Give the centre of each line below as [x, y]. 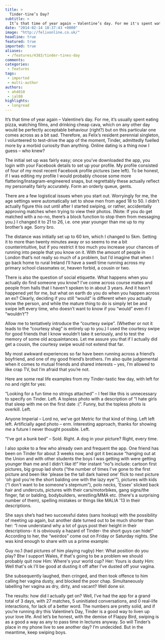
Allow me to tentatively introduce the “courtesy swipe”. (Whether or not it [79, 323]
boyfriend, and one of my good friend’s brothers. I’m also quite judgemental [82, 359]
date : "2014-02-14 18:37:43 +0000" [41, 28]
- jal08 [15, 96]
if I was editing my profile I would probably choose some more [68, 176]
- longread [18, 106]
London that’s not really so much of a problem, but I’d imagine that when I [79, 257]
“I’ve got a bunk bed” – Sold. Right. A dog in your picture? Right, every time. [82, 439]
